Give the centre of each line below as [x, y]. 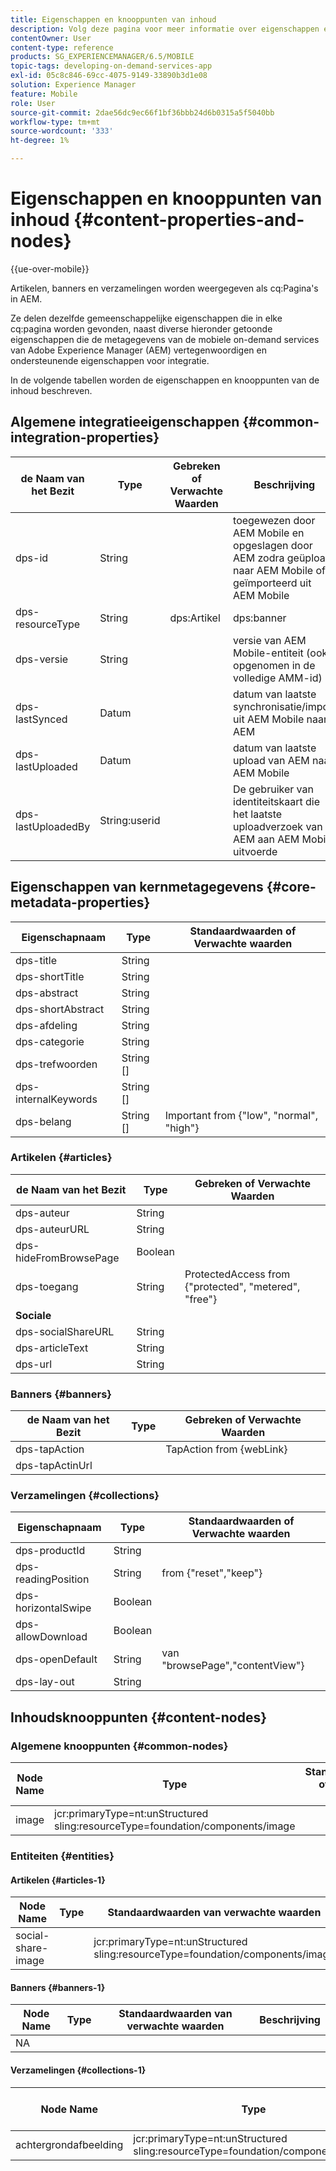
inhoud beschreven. [51, 390]
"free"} [201, 1299]
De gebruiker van [273, 789]
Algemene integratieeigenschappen [125, 422]
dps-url [34, 1364]
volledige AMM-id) [278, 678]
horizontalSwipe [53, 1608]
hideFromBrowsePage [67, 1258]
